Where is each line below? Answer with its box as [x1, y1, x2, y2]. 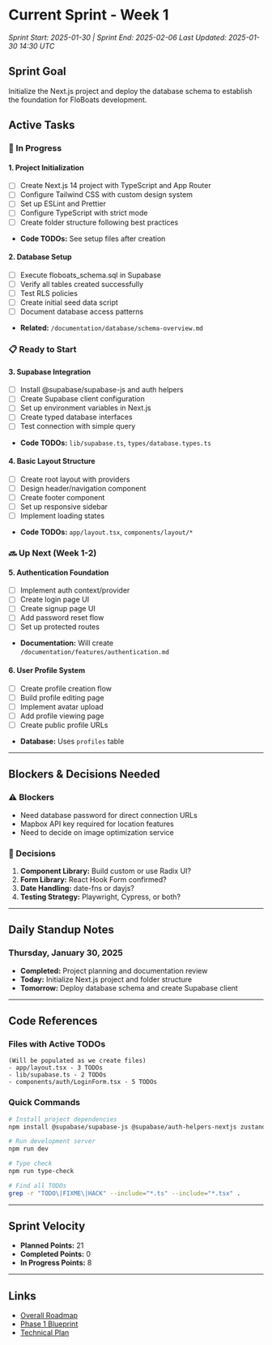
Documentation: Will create [19, 638, 114, 648]
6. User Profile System [8, 666, 86, 675]
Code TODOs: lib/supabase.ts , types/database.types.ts [19, 438, 212, 448]
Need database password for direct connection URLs [19, 810, 198, 820]
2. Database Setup [8, 252, 72, 262]
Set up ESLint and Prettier [19, 199, 107, 208]
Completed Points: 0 [19, 1249, 91, 1259]
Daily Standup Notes [8, 923, 115, 937]
